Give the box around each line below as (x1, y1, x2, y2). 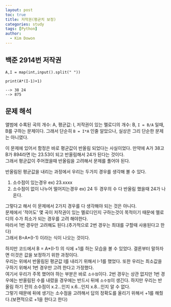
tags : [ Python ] (5, 26, 38, 32)
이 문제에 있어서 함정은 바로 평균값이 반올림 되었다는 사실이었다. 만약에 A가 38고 (5, 145, 164, 151)
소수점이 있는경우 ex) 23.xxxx (12, 179, 73, 186)
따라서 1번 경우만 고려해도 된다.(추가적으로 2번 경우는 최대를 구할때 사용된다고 (5, 222, 159, 228)
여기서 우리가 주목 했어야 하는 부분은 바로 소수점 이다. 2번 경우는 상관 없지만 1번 (5, 270, 160, 277)
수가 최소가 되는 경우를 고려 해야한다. (14, 216, 88, 222)
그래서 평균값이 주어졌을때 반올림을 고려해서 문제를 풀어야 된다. (5, 158, 131, 164)
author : (5, 31, 22, 36)
